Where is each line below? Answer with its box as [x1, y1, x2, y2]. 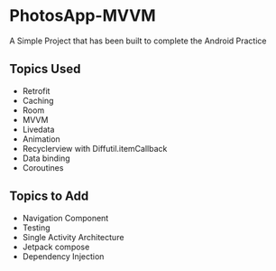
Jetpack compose [22, 241, 90, 252]
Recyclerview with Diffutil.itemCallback [22, 143, 168, 154]
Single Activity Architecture [22, 231, 124, 242]
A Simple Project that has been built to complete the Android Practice [9, 35, 267, 46]
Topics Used [9, 61, 81, 77]
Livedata [22, 124, 55, 135]
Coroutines [22, 162, 64, 173]
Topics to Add [9, 189, 89, 204]
